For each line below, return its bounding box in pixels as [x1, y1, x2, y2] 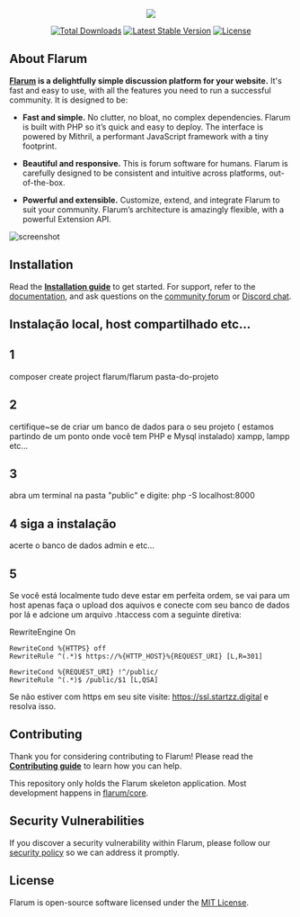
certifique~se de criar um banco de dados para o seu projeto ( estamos [9, 421, 274, 432]
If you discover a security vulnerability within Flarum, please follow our [9, 837, 271, 848]
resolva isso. [9, 701, 57, 712]
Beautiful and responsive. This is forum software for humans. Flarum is [22, 157, 289, 168]
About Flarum [9, 51, 88, 67]
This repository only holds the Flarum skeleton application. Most [9, 778, 247, 788]
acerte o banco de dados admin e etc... [9, 540, 155, 551]
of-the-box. [22, 176, 66, 188]
